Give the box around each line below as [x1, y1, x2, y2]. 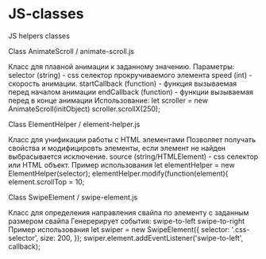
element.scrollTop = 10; [8, 176, 85, 187]
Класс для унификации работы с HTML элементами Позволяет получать [8, 134, 256, 144]
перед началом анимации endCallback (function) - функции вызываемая [8, 87, 254, 96]
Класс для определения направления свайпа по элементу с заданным [8, 207, 249, 217]
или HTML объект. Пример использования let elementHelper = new [8, 160, 236, 169]
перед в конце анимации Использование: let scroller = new [8, 95, 209, 105]
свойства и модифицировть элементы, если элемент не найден [8, 143, 226, 153]
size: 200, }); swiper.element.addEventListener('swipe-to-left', [40, 233, 244, 242]
